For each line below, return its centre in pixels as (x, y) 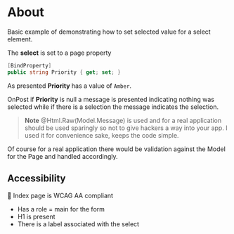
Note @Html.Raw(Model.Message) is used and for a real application (123, 120)
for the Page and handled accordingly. (63, 156)
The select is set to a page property (59, 53)
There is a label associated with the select (78, 224)
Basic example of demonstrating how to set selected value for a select (109, 32)
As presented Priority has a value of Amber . (70, 86)
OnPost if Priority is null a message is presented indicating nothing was (111, 99)
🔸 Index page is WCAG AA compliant (60, 195)
